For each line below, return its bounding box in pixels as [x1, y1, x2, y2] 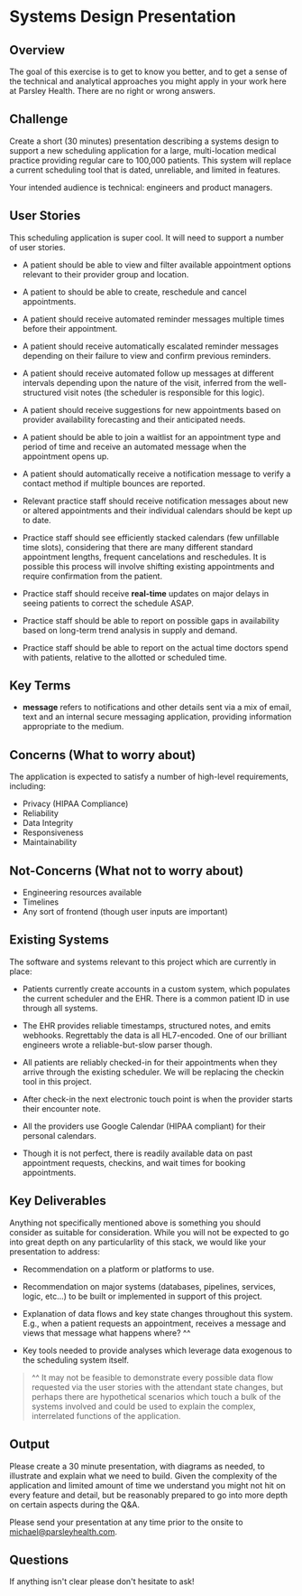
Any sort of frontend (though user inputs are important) [22, 906, 228, 917]
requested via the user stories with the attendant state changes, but [31, 1381, 284, 1393]
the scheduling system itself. [22, 1354, 129, 1366]
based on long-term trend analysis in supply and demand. [22, 624, 238, 635]
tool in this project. [22, 1075, 92, 1086]
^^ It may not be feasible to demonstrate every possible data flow [31, 1372, 274, 1383]
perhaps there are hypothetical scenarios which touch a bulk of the [31, 1391, 281, 1402]
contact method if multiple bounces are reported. [22, 477, 206, 489]
